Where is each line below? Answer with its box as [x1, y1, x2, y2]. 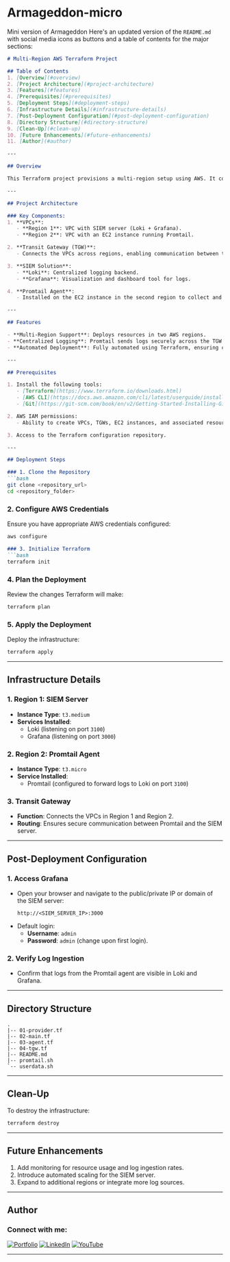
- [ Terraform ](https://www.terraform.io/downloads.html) [16, 388, 183, 395]
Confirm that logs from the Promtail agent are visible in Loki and [16, 970, 197, 978]
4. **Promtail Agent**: [7, 288, 75, 295]
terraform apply [7, 649, 53, 656]
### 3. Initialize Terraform [7, 545, 90, 552]
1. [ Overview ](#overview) [7, 74, 81, 81]
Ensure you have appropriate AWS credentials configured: [7, 520, 171, 528]
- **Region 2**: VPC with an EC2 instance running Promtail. [16, 231, 194, 238]
